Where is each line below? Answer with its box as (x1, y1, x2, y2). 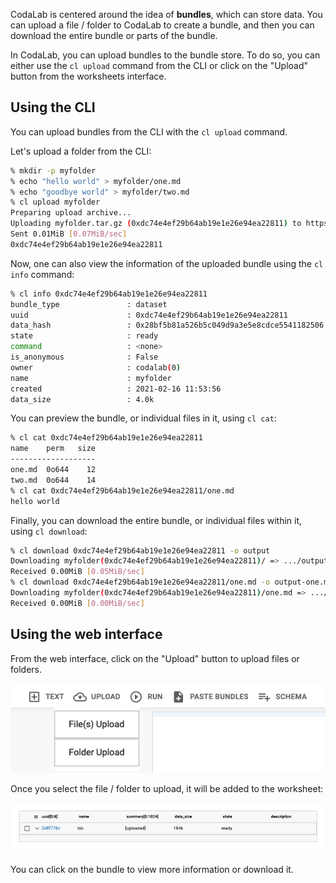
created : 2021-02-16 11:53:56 (10, 384, 222, 394)
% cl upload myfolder (10, 197, 101, 208)
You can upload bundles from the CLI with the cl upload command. (10, 125, 288, 138)
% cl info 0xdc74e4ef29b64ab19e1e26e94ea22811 (10, 289, 208, 299)
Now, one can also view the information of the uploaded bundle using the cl (10, 257, 324, 269)
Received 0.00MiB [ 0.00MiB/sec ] (10, 598, 145, 608)
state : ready (10, 331, 159, 341)
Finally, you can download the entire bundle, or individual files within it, (10, 514, 303, 526)
